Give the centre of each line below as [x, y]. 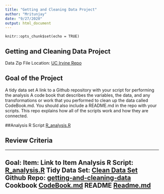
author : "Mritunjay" [26, 14]
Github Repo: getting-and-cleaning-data [68, 178]
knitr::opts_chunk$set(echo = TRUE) [42, 36]
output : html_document [28, 23]
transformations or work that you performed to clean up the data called [77, 100]
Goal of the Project [34, 78]
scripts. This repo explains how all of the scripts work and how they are [77, 110]
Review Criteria [29, 141]
